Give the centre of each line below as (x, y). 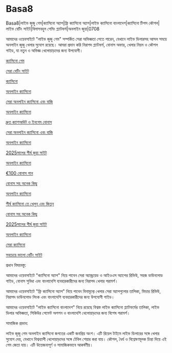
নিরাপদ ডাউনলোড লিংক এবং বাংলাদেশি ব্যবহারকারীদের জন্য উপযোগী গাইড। (60, 297)
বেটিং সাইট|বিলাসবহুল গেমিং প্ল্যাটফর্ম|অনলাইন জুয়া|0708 (57, 29)
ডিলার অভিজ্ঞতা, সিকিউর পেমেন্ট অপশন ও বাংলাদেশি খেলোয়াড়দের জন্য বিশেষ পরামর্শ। (68, 313)
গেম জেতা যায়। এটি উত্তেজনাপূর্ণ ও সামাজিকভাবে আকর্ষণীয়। (50, 345)
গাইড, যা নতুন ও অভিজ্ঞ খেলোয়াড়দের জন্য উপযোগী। (45, 50)
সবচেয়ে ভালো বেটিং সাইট (24, 255)
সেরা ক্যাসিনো (16, 244)
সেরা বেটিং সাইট (17, 71)
